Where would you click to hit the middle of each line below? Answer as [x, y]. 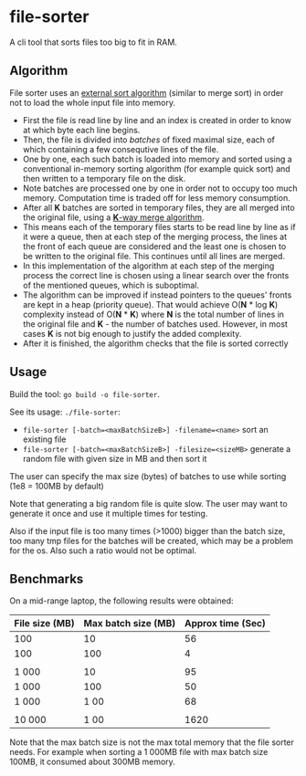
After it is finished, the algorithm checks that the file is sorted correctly [156, 343]
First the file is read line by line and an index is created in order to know [157, 120]
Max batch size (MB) [130, 624]
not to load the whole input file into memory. [93, 102]
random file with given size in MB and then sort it [115, 458]
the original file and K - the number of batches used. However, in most [155, 324]
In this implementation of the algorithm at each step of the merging [148, 266]
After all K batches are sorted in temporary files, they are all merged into [158, 207]
